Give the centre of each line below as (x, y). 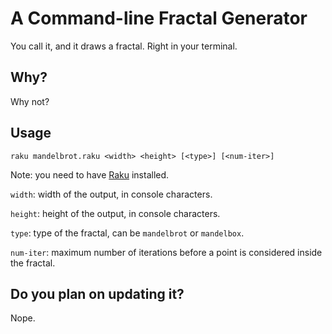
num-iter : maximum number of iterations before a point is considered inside (166, 252)
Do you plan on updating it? (97, 293)
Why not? (30, 101)
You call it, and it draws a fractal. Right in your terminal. (124, 46)
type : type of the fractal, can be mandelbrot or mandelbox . (127, 233)
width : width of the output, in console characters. (111, 194)
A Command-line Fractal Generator (159, 18)
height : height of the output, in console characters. (115, 213)
